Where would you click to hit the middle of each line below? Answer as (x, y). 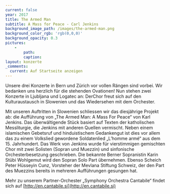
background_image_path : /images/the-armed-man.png (60, 29)
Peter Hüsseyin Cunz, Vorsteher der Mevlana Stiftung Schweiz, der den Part (85, 165)
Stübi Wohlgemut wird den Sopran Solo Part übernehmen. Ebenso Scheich (83, 160)
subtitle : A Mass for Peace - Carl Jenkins (52, 24)
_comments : (17, 66)
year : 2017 (17, 15)
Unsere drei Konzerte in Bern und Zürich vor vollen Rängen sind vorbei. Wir (84, 86)
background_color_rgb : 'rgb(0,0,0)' (44, 33)
